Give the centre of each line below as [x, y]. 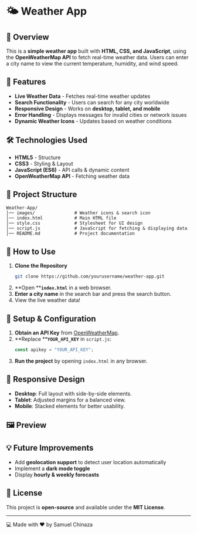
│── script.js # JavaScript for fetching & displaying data [97, 229]
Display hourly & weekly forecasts [57, 474]
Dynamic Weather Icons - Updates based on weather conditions [93, 121]
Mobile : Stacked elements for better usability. [69, 406]
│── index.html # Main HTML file [61, 218]
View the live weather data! [47, 300]
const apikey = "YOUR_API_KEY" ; [54, 350]
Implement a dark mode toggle [52, 468]
